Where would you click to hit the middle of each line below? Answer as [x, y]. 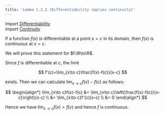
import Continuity [23, 29]
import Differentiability [28, 24]
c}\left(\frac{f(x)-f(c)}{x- [135, 92]
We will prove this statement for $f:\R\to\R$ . [49, 53]
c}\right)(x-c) [32, 98]
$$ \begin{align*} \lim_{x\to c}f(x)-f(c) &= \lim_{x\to [57, 92]
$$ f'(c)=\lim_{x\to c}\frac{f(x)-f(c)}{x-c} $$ [83, 72]
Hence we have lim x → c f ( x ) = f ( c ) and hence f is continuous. [67, 108]
